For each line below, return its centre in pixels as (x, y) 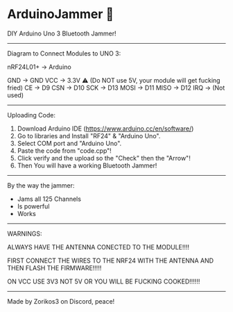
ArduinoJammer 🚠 (61, 14)
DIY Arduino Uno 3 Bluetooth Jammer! (62, 33)
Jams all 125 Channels (49, 199)
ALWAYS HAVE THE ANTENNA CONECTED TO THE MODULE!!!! (98, 247)
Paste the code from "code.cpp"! (64, 150)
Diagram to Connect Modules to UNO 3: (64, 53)
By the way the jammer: (41, 185)
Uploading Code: (31, 115)
